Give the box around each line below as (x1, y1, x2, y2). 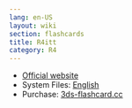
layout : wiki (9, 21, 57, 30)
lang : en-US (9, 12, 53, 22)
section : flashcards (9, 29, 85, 38)
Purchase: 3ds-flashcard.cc (21, 89, 123, 100)
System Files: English (21, 80, 99, 90)
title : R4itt (9, 37, 57, 47)
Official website (21, 70, 79, 81)
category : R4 (9, 46, 57, 55)
